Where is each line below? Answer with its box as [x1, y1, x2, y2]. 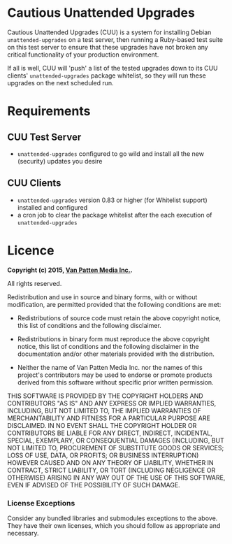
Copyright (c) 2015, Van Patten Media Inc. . [7, 266, 133, 274]
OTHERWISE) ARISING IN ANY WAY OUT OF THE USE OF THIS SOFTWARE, [7, 473, 226, 482]
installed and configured [17, 203, 88, 211]
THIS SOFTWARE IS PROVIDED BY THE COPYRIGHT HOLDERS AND [7, 392, 204, 400]
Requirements [7, 103, 91, 120]
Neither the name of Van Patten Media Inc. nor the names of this [17, 363, 203, 371]
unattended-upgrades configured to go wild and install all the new [17, 149, 205, 158]
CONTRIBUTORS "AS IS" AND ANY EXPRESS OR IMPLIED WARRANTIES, [7, 399, 217, 407]
